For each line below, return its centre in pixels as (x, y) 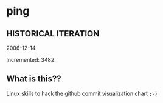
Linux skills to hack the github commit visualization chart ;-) (82, 93)
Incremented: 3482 (30, 60)
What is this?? (34, 79)
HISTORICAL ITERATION (53, 34)
